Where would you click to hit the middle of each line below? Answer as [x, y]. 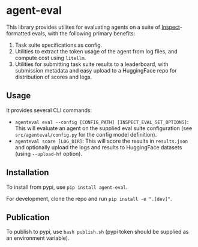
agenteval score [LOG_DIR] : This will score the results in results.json [101, 141]
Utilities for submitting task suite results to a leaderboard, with [91, 64]
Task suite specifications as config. [58, 45]
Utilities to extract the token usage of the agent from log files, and [96, 51]
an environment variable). [38, 238]
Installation [28, 172]
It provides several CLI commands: [49, 110]
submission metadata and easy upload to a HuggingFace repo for [96, 70]
